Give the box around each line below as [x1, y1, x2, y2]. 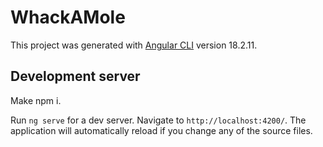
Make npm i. [10, 94, 62, 106]
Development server [10, 68, 141, 85]
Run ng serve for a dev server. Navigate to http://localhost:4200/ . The [10, 114, 307, 126]
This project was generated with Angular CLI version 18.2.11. [10, 39, 258, 51]
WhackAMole [10, 6, 126, 29]
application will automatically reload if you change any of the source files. [10, 124, 313, 136]
